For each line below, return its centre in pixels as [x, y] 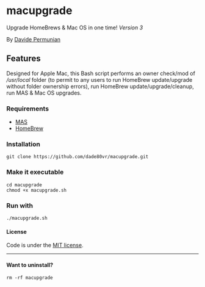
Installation [23, 144]
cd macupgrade [24, 185]
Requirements [28, 109]
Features [23, 59]
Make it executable [35, 172]
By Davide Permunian [34, 39]
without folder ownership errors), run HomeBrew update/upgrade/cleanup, [100, 86]
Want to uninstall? [30, 265]
